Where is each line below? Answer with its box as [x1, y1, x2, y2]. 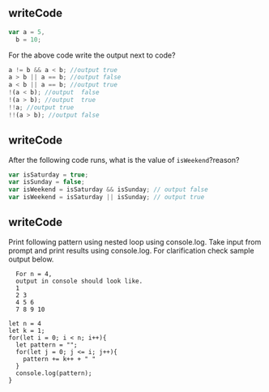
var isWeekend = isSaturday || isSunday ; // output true [8, 194, 205, 202]
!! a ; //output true [8, 103, 75, 112]
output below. [8, 254, 54, 264]
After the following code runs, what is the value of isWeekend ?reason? [8, 155, 240, 164]
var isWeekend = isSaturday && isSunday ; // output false [8, 185, 208, 194]
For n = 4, [15, 270, 53, 278]
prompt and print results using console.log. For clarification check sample [8, 245, 254, 255]
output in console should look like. [15, 277, 143, 285]
